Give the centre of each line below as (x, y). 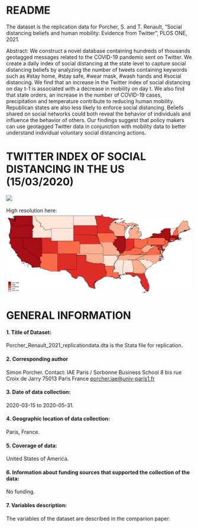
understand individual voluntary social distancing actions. (76, 132)
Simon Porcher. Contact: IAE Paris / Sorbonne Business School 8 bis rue (94, 372)
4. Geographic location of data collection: (58, 419)
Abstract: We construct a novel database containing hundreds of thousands (98, 50)
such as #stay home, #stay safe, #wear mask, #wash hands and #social (94, 76)
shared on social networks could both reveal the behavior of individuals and (98, 114)
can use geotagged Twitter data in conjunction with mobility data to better (96, 126)
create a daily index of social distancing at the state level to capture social (96, 63)
